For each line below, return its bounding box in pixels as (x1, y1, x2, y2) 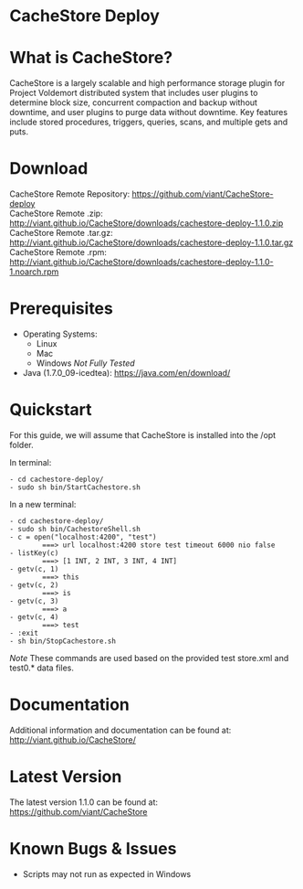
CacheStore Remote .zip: (9, 208, 103, 220)
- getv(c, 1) (9, 564, 59, 573)
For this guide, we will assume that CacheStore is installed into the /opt (9, 429, 277, 440)
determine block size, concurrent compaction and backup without (9, 97, 258, 108)
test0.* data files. (9, 662, 75, 673)
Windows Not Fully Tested (36, 358, 135, 369)
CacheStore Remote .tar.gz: (9, 228, 113, 239)
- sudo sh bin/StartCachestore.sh (9, 482, 141, 492)
